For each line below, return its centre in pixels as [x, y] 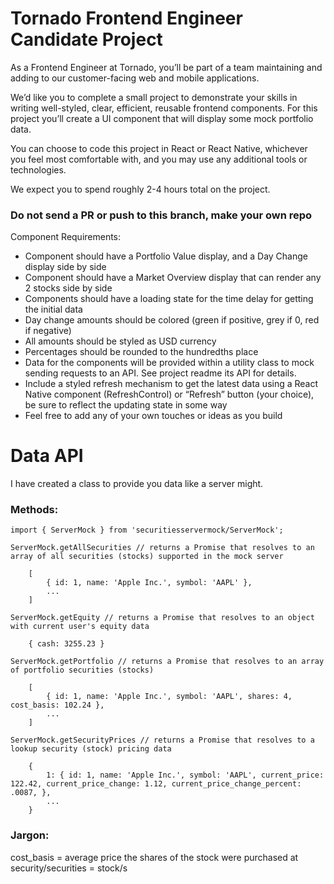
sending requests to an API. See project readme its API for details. [160, 373]
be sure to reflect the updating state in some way [126, 405]
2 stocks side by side [68, 288]
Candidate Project [86, 39]
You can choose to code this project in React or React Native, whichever [159, 148]
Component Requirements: [66, 237]
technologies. [38, 169]
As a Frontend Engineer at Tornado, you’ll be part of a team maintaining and [166, 67]
